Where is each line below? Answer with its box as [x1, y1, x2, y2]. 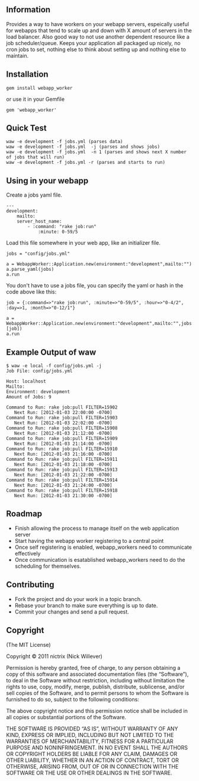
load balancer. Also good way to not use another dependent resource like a [6, 33, 190, 40]
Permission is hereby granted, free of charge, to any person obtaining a [6, 664, 181, 671]
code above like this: [6, 288, 57, 296]
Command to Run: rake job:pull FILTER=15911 [6, 457, 118, 463]
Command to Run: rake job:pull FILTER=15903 [6, 415, 118, 421]
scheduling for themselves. [14, 562, 81, 570]
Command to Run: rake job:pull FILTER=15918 [6, 488, 118, 494]
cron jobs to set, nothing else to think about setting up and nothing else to [6, 46, 187, 53]
